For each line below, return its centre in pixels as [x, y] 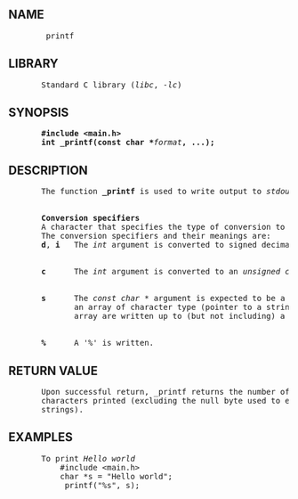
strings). [62, 410]
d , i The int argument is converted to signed [149, 245]
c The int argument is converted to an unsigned [161, 272]
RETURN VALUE [53, 370]
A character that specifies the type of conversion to [163, 227]
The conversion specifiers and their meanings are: [157, 236]
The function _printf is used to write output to [152, 192]
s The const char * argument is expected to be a [163, 299]
